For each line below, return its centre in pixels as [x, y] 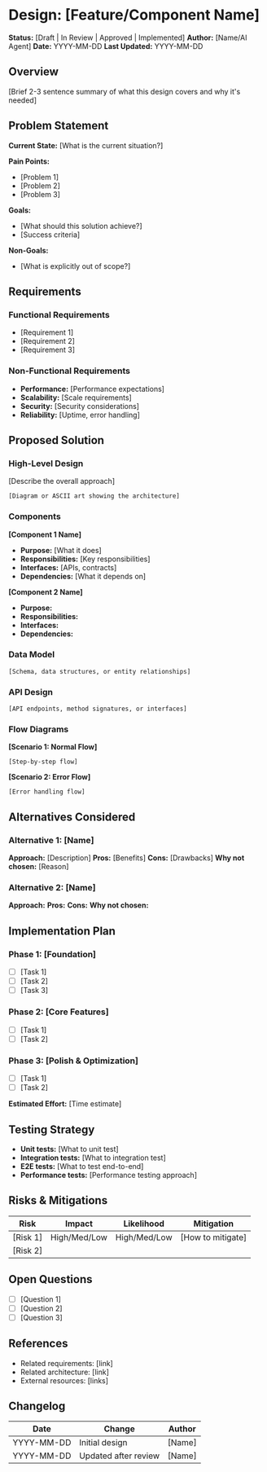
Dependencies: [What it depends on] [83, 576]
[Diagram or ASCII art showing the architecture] [94, 496]
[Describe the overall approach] [62, 481]
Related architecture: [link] [65, 1372]
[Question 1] [40, 1299]
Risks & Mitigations [58, 1200]
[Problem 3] [40, 194]
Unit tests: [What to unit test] [70, 1149]
